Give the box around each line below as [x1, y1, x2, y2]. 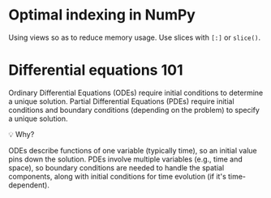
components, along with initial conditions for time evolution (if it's [8, 171, 227, 181]
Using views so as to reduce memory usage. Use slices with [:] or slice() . [8, 32, 261, 42]
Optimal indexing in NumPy [8, 6, 196, 24]
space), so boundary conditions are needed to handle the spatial [8, 162, 225, 172]
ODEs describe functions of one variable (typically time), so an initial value [8, 145, 257, 155]
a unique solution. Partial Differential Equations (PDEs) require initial [8, 96, 234, 106]
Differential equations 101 [8, 61, 183, 80]
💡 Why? [8, 129, 35, 139]
